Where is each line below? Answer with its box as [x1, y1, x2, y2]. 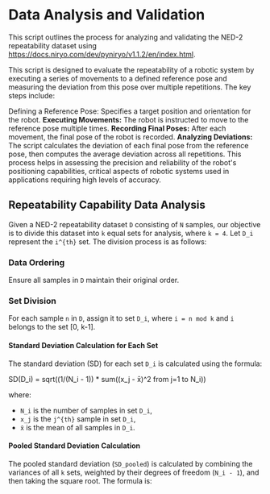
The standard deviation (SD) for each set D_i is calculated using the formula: [8, 359, 263, 368]
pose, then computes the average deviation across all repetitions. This [8, 149, 242, 159]
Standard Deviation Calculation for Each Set [8, 340, 159, 350]
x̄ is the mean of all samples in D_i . [19, 422, 135, 432]
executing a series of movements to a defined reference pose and [8, 73, 227, 83]
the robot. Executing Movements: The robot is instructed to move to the [8, 114, 249, 124]
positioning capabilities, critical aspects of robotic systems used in [8, 166, 230, 176]
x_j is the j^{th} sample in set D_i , [19, 413, 136, 424]
